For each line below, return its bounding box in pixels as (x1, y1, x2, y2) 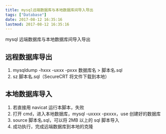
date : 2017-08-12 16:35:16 (5, 17, 63, 22)
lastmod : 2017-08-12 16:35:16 (5, 21, 70, 27)
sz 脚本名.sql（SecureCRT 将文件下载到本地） (12, 73, 110, 79)
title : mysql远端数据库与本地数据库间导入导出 (5, 7, 94, 13)
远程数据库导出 (5, 52, 52, 61)
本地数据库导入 (5, 90, 52, 98)
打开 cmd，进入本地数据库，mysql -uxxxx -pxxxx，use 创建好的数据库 (12, 111, 161, 117)
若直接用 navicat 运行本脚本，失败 (12, 104, 85, 110)
